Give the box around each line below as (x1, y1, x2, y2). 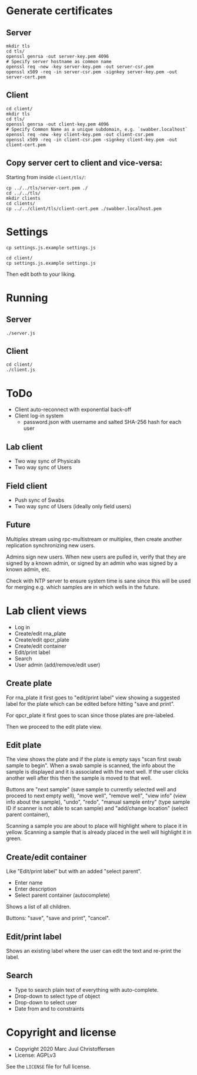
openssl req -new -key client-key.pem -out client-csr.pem (6, 132, 154, 137)
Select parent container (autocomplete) (14, 892, 111, 899)
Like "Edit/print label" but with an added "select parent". (6, 868, 142, 875)
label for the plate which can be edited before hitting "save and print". (6, 700, 175, 707)
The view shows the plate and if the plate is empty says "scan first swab (6, 756, 182, 763)
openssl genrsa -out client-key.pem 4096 (6, 121, 109, 127)
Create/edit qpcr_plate (14, 636, 69, 643)
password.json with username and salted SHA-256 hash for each (23, 419, 182, 426)
